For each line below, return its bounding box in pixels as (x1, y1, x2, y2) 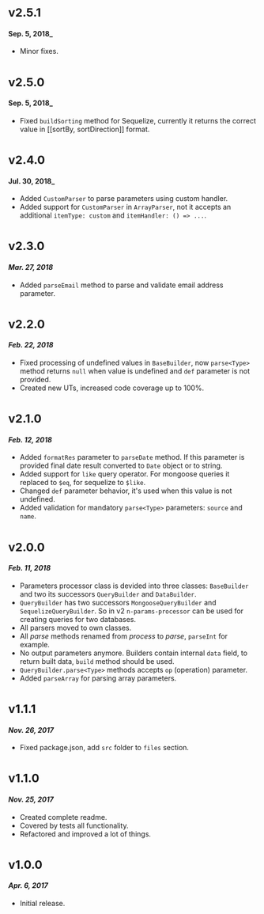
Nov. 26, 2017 (8, 725, 54, 734)
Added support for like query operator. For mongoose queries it (19, 469, 230, 479)
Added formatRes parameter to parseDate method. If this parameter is (19, 453, 245, 462)
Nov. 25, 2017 (8, 795, 54, 804)
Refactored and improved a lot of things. (19, 829, 152, 839)
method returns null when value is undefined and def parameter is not (19, 366, 251, 376)
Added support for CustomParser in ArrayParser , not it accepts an (19, 203, 232, 212)
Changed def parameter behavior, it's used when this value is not (19, 486, 232, 495)
